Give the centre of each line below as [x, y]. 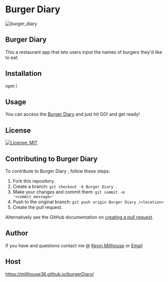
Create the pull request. [38, 207]
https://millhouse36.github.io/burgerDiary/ [50, 274]
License [18, 130]
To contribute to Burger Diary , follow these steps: [58, 171]
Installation [23, 73]
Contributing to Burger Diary [52, 159]
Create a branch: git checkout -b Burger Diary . [65, 186]
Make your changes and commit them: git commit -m [69, 192]
